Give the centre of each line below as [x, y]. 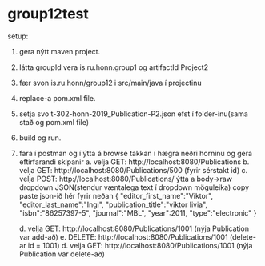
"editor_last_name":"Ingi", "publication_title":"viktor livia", [113, 204]
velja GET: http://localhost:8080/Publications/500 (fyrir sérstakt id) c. [133, 170]
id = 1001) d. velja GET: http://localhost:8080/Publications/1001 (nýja [140, 245]
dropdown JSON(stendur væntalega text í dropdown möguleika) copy [134, 187]
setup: [18, 36]
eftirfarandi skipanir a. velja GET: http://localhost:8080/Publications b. [134, 162]
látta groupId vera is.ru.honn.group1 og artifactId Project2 [114, 67]
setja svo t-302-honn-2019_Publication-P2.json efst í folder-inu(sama [134, 114]
